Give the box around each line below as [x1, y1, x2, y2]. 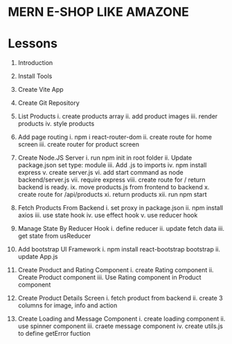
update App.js [17, 253, 58, 261]
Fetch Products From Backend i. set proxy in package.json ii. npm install [17, 204, 224, 212]
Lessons [8, 36, 58, 52]
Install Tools [17, 72, 53, 80]
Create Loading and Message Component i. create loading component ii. [17, 315, 226, 323]
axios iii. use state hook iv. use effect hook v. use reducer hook [17, 211, 198, 220]
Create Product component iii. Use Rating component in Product [17, 274, 202, 282]
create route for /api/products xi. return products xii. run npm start [17, 191, 207, 199]
